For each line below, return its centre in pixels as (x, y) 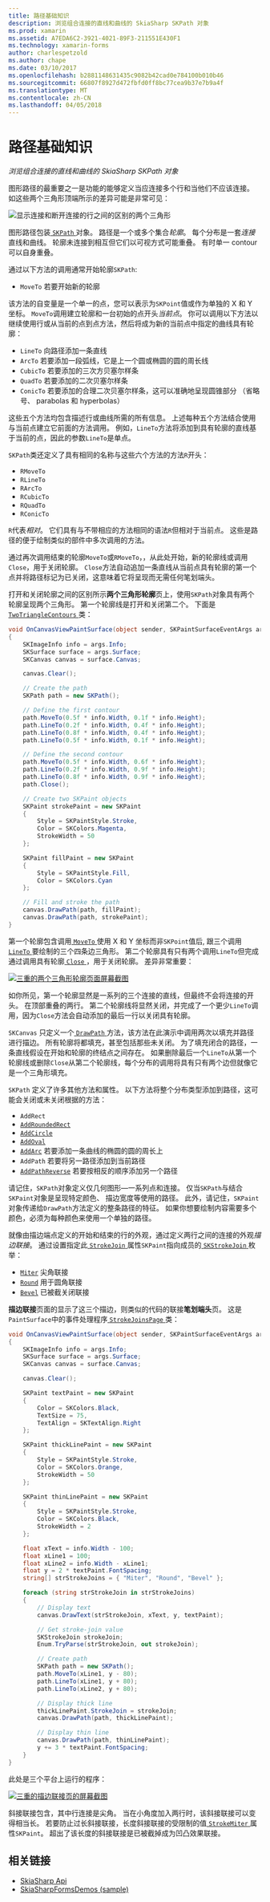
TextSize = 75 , (62, 1415)
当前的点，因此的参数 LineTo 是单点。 (75, 438)
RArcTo (31, 489)
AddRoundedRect (45, 1125)
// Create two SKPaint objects (75, 799)
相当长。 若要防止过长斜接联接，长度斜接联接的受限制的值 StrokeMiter (131, 1823)
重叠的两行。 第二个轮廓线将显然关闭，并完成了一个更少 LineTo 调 (152, 1005)
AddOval (32, 1142)
